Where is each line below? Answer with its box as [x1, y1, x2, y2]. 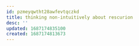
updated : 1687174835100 [6, 25, 66, 32]
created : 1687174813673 [6, 31, 66, 37]
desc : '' [6, 20, 28, 26]
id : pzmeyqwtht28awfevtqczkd [6, 8, 79, 15]
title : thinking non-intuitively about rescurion [6, 14, 134, 20]
